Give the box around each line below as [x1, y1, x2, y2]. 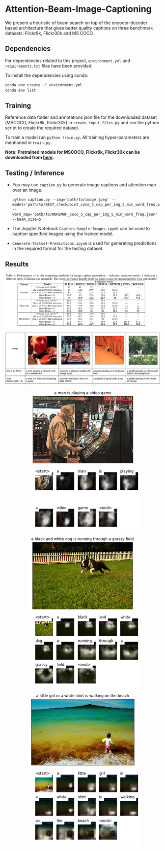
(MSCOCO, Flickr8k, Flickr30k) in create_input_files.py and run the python [5, 120, 160, 126]
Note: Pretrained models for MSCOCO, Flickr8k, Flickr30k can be [5, 149, 140, 155]
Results [5, 260, 29, 268]
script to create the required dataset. [5, 125, 80, 131]
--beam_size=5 [12, 217, 41, 222]
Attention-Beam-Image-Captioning [5, 3, 152, 15]
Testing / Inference [5, 169, 65, 177]
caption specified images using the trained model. [12, 231, 114, 237]
